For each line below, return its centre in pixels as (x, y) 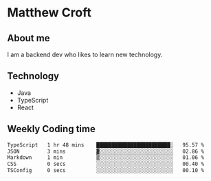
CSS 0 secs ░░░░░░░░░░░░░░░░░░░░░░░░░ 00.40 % (106, 164)
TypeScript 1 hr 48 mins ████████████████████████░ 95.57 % (106, 145)
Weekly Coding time (52, 129)
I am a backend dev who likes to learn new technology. (85, 54)
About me (29, 38)
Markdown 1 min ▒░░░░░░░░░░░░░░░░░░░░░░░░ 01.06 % (106, 158)
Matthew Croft (49, 13)
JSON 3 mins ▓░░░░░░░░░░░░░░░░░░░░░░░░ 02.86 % (106, 151)
